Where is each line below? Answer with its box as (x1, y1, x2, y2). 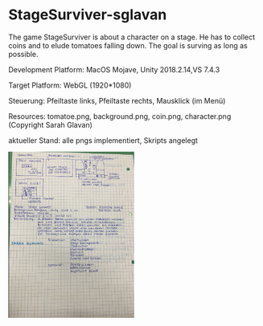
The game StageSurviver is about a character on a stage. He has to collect (8, 32, 256, 42)
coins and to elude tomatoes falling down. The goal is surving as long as (8, 40, 248, 50)
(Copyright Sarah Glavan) (8, 120, 92, 129)
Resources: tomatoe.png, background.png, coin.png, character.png (8, 111, 232, 121)
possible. (8, 49, 39, 59)
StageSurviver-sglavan (8, 6, 167, 24)
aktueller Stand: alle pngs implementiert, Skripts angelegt (8, 135, 199, 145)
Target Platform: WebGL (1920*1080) (8, 80, 132, 90)
